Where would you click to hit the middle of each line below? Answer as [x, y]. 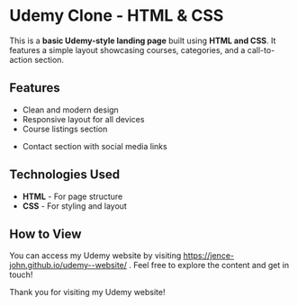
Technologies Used [64, 175]
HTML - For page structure [72, 196]
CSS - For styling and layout [75, 206]
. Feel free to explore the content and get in [209, 265]
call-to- [261, 49]
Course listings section [65, 129]
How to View [45, 234]
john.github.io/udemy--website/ [68, 265]
